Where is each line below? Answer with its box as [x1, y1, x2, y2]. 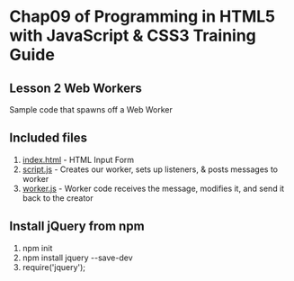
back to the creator [22, 192, 94, 204]
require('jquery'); [22, 261, 86, 272]
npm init [22, 242, 53, 253]
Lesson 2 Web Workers [9, 80, 142, 95]
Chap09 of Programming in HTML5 [9, 6, 276, 27]
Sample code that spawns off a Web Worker [9, 104, 173, 114]
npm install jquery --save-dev [22, 252, 133, 263]
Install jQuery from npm [9, 219, 146, 234]
